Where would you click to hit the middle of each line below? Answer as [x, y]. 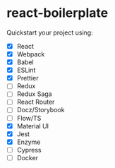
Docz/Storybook [41, 110]
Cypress [29, 150]
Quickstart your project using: [50, 32]
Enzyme [29, 142]
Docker [28, 157]
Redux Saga [34, 94]
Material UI [33, 126]
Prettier [28, 78]
